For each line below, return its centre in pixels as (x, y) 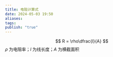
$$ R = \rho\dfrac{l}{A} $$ (82, 41)
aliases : (14, 18)
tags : (10, 23)
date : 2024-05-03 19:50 (29, 14)
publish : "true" (21, 28)
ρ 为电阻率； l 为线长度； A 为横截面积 (42, 49)
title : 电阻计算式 (22, 9)
